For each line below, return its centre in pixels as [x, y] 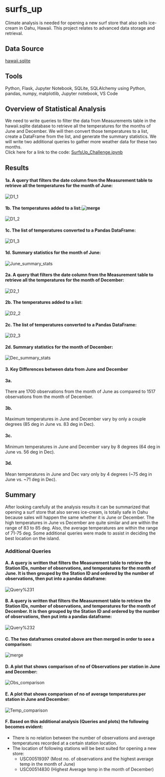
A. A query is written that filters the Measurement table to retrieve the [78, 563]
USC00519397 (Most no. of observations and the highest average [86, 759]
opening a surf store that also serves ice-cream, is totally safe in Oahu [77, 512]
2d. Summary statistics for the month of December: [59, 347]
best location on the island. [33, 538]
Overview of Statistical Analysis [56, 109]
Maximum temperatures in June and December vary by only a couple [76, 419]
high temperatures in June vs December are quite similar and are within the [82, 523]
